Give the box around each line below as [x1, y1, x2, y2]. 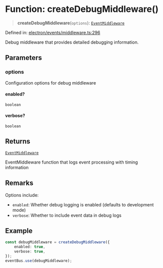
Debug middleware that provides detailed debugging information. [5, 39, 139, 45]
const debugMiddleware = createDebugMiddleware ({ [5, 240, 110, 245]
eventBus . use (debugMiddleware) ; [5, 258, 72, 263]
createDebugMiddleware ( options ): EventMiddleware [17, 20, 125, 26]
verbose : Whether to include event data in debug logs [12, 212, 122, 218]
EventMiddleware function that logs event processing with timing [5, 159, 138, 165]
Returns [5, 137, 31, 146]
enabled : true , [14, 245, 46, 250]
